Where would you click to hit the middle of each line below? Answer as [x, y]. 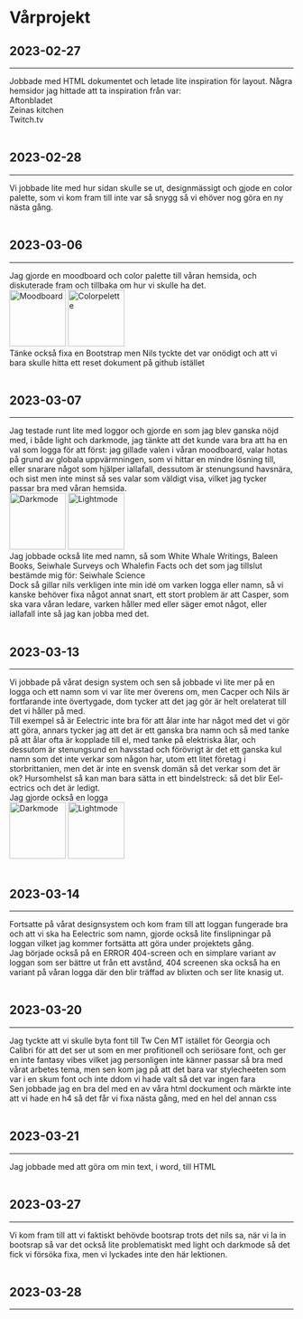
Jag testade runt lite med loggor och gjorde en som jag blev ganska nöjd [144, 431]
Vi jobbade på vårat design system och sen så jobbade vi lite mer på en [142, 682]
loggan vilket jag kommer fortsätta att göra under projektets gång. [132, 944]
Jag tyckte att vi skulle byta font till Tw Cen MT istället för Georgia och [140, 1040]
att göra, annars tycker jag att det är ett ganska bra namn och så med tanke [150, 730]
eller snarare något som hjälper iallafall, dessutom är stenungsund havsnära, [151, 470]
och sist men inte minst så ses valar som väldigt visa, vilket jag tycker [138, 479]
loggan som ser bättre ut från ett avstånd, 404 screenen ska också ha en [145, 963]
